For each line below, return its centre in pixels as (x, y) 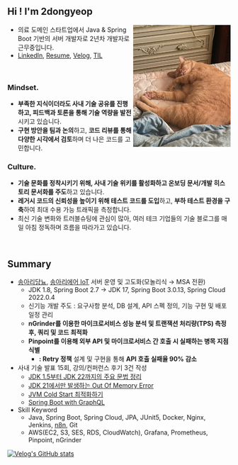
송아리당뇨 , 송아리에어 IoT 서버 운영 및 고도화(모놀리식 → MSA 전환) (112, 282)
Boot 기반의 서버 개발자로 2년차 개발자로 (73, 38)
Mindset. (23, 87)
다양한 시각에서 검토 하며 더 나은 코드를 (70, 139)
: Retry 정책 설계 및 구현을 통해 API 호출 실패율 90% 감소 (118, 359)
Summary (29, 264)
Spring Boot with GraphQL (66, 403)
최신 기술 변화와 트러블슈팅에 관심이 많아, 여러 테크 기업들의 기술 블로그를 (119, 218)
